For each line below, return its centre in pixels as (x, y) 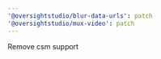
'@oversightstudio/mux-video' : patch (71, 23)
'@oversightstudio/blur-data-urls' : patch (80, 16)
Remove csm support (43, 46)
